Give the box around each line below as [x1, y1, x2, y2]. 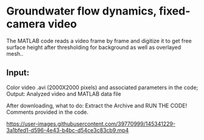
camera [6, 17, 46, 31]
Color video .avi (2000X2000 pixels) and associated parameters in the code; [6, 84, 199, 91]
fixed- [158, 4, 191, 18]
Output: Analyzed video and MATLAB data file [6, 90, 122, 98]
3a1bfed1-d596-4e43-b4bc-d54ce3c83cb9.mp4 [6, 126, 129, 134]
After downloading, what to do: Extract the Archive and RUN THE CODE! [6, 102, 188, 109]
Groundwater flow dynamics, [6, 4, 157, 18]
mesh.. [6, 50, 24, 57]
